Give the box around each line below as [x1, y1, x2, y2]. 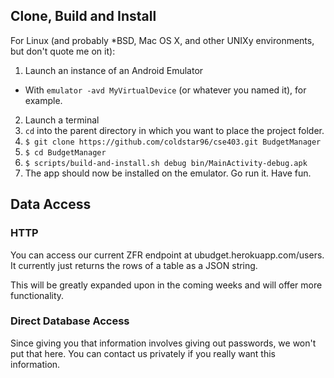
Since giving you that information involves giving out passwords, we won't [10, 337, 317, 349]
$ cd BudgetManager [24, 147, 107, 158]
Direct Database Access [10, 314, 130, 328]
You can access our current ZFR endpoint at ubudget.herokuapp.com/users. [10, 249, 325, 261]
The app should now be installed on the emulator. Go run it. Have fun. [24, 167, 312, 179]
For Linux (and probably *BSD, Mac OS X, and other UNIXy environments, [10, 34, 315, 46]
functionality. [10, 289, 65, 301]
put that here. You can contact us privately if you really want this [10, 347, 276, 359]
